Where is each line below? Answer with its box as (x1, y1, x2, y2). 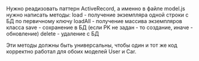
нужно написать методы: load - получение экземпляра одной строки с (6, 11, 189, 18)
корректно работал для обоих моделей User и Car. (6, 48, 137, 55)
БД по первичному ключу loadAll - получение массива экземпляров (6, 18, 183, 24)
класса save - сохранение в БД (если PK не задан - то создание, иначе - (6, 24, 193, 31)
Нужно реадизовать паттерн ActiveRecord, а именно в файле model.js (6, 5, 186, 12)
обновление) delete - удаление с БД (6, 30, 99, 37)
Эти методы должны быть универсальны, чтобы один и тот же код (6, 41, 178, 49)
